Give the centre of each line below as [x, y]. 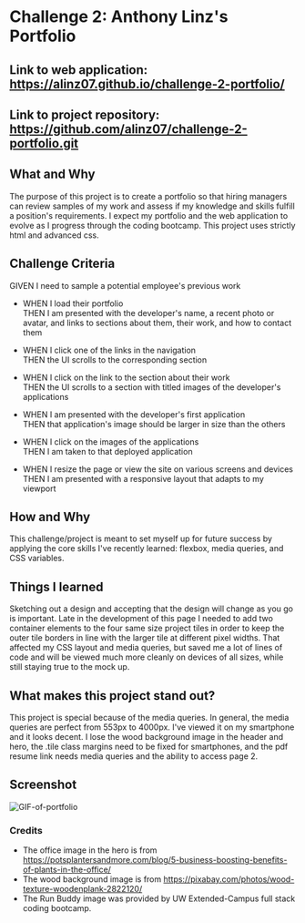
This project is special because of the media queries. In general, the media [149, 718]
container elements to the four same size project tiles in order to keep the [147, 628]
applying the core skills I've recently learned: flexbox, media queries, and [147, 549]
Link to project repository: [85, 114]
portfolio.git [44, 143]
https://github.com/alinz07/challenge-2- [128, 129]
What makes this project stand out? [112, 696]
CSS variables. [37, 559]
